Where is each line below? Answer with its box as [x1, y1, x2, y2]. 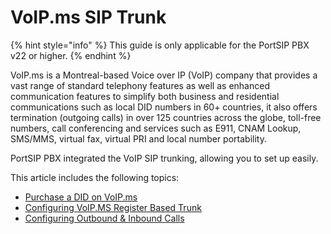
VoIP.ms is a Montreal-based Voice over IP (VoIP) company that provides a [10, 69, 318, 81]
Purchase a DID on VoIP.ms [24, 191, 138, 203]
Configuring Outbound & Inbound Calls [24, 212, 185, 224]
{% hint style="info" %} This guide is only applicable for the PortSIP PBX [10, 39, 310, 51]
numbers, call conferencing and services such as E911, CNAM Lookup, [10, 122, 302, 134]
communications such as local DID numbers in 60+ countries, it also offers [10, 101, 318, 113]
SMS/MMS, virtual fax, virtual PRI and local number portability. [10, 132, 267, 145]
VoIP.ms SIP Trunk [10, 6, 167, 29]
